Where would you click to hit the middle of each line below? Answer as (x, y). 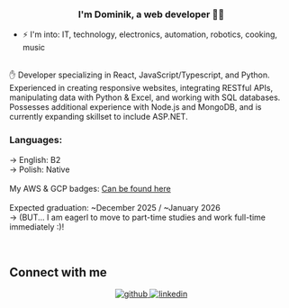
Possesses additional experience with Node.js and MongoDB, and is (135, 107)
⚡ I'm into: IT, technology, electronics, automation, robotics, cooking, (149, 34)
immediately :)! (37, 226)
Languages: (36, 140)
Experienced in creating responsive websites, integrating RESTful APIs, (141, 88)
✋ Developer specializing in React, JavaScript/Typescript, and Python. (140, 75)
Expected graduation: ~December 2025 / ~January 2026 (115, 207)
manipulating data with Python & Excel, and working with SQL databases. (145, 97)
